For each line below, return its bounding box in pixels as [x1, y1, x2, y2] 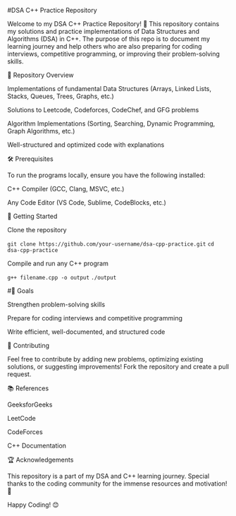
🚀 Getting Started [7, 212, 58, 220]
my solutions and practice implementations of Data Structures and [7, 28, 199, 35]
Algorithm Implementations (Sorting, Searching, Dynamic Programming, [7, 119, 216, 128]
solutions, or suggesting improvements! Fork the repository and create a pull [7, 363, 229, 371]
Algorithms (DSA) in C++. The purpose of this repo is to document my [7, 35, 210, 43]
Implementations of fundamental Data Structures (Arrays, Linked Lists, [7, 85, 212, 92]
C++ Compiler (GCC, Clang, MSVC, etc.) [7, 185, 125, 193]
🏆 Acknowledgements [7, 455, 74, 464]
